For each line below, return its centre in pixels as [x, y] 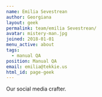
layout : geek [22, 22]
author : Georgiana [29, 17]
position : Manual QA [32, 61]
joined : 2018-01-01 [30, 39]
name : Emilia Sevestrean [37, 12]
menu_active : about [30, 45]
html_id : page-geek [30, 72]
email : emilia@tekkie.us [37, 67]
